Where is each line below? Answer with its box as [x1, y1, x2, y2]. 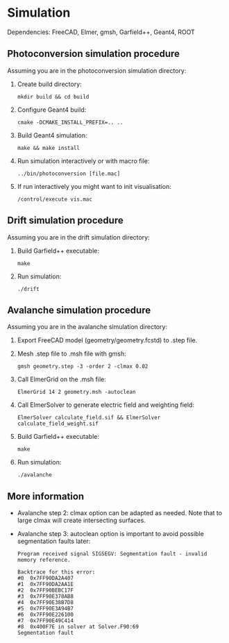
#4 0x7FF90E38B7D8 [17, 599, 74, 606]
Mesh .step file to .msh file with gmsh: [17, 349, 126, 358]
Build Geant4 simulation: [17, 131, 88, 140]
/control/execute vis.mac [17, 196, 92, 203]
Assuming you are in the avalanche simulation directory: [7, 323, 168, 331]
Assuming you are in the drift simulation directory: [7, 233, 151, 241]
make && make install [17, 144, 80, 151]
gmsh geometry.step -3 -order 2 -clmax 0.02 [17, 363, 149, 370]
